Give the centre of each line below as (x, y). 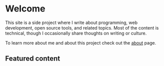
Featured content (33, 59)
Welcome (25, 9)
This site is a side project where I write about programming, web (71, 22)
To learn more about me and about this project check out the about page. (81, 42)
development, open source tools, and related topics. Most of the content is (82, 27)
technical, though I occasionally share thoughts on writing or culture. (76, 33)
